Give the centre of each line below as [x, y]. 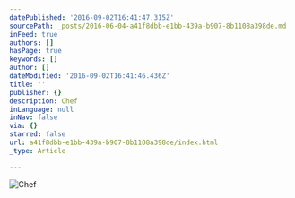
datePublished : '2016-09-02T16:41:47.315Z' [92, 17]
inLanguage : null [42, 109]
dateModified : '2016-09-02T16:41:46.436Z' [90, 76]
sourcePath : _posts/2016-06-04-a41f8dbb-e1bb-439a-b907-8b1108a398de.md [148, 26]
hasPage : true [36, 51]
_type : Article [38, 151]
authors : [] [31, 43]
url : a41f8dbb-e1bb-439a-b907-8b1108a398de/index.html [114, 142]
